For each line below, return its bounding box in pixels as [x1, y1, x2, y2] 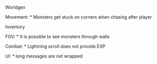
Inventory [5, 24, 25, 30]
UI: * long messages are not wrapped [5, 53, 83, 59]
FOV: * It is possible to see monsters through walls [5, 34, 110, 39]
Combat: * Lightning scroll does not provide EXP [5, 43, 106, 49]
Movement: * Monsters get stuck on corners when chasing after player [5, 14, 152, 20]
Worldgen [5, 5, 26, 10]
